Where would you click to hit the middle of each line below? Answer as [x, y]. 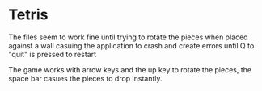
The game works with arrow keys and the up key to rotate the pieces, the [130, 69]
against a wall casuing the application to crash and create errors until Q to [131, 45]
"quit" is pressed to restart [53, 54]
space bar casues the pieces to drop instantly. [86, 78]
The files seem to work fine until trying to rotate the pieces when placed [128, 37]
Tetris [28, 15]
